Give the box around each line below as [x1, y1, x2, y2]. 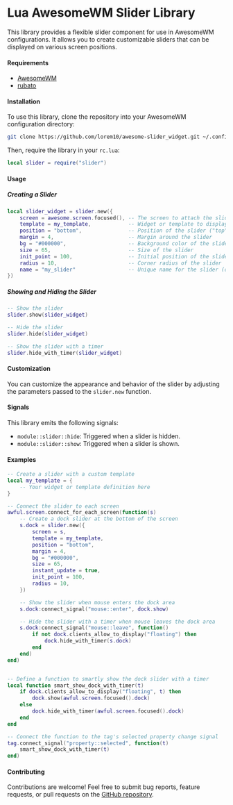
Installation [7, 97, 40, 106]
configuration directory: [7, 120, 75, 128]
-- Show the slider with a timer [7, 342, 104, 350]
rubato [17, 81, 37, 90]
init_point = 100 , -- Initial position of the [19, 253, 209, 260]
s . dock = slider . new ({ [19, 522, 85, 529]
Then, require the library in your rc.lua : [7, 146, 120, 154]
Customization [7, 365, 51, 373]
